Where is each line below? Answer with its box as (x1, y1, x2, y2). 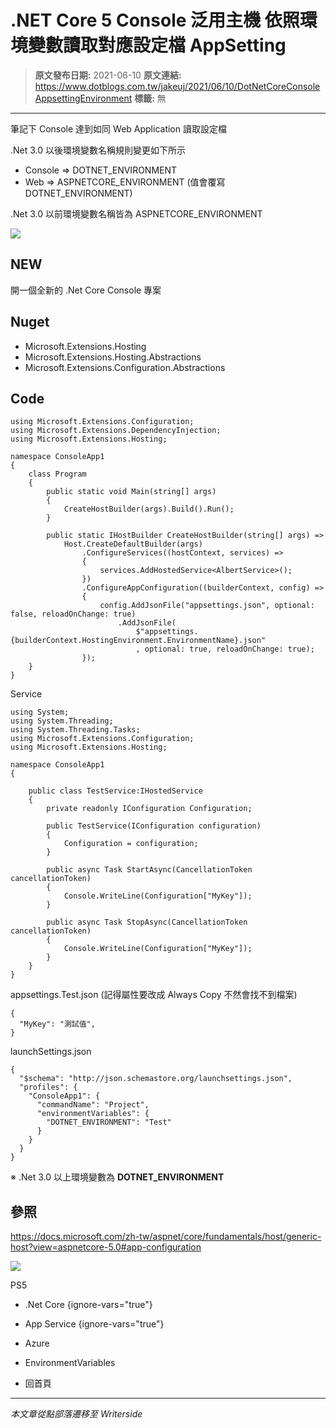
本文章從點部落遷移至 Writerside (10, 1408, 143, 1420)
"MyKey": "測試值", (19, 1019, 96, 1030)
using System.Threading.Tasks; (10, 725, 141, 735)
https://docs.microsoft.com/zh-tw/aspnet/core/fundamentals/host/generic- (10, 1231, 322, 1243)
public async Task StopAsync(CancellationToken (46, 917, 248, 928)
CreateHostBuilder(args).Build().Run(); (63, 504, 235, 515)
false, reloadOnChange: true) (10, 609, 137, 620)
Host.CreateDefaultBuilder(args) (63, 539, 203, 550)
